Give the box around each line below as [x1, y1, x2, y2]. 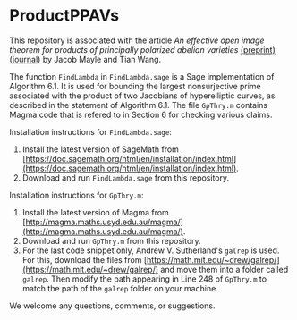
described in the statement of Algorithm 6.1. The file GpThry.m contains [9, 99, 268, 110]
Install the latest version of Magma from [21, 206, 170, 217]
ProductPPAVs [9, 5, 119, 26]
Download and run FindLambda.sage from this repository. [21, 172, 230, 183]
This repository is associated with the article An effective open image [9, 35, 265, 46]
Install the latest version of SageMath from [21, 144, 179, 155]
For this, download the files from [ [21, 254, 148, 265]
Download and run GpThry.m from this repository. [21, 235, 201, 246]
